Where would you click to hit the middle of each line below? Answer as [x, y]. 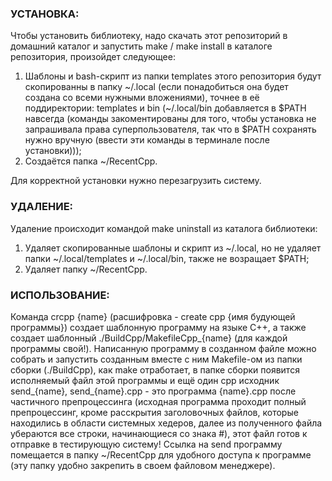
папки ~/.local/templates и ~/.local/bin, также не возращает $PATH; [167, 258]
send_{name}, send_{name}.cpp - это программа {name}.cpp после [153, 391]
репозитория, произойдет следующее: [93, 57]
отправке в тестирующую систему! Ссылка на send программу [146, 444]
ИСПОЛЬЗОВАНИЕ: [60, 295]
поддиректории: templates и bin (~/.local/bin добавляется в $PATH [165, 108]
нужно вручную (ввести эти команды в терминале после [147, 140]
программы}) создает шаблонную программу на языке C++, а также [158, 327]
